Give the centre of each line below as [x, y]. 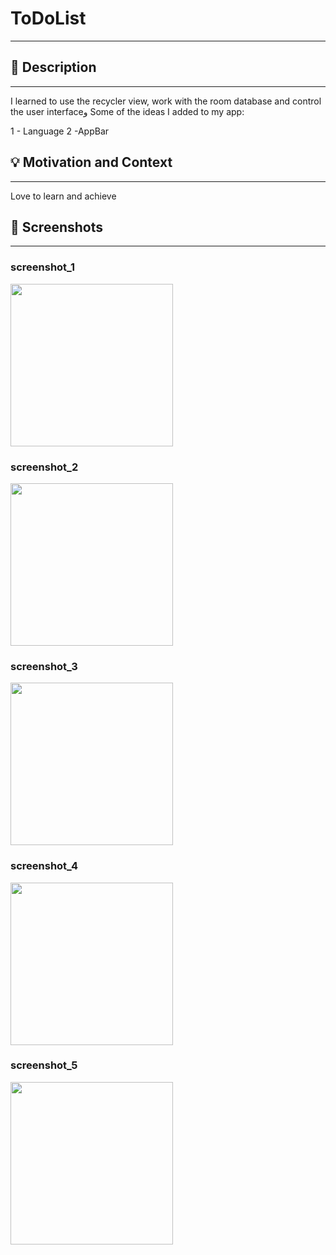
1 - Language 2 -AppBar [60, 131]
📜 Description [53, 67]
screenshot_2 [44, 467]
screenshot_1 [43, 267]
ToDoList [48, 18]
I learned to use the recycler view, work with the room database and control [166, 101]
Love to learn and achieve [63, 196]
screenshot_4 [44, 866]
